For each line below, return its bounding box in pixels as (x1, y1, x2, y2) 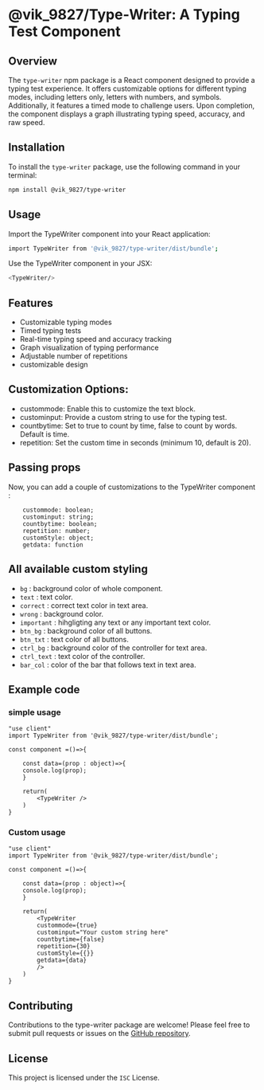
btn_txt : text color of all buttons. (19, 634, 129, 644)
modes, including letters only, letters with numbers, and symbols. (8, 92, 222, 101)
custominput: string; (22, 512, 94, 521)
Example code (8, 683, 80, 696)
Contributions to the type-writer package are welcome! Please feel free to (8, 1020, 250, 1029)
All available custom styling (8, 563, 149, 576)
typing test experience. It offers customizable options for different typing (8, 84, 247, 93)
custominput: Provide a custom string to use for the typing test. (19, 412, 227, 421)
